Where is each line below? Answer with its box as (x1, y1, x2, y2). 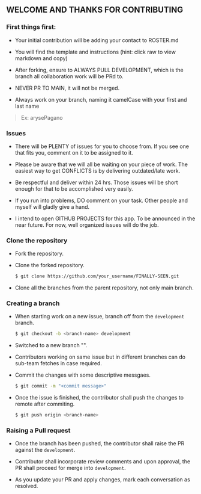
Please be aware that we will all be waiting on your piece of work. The (14, 161, 188, 168)
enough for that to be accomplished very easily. (14, 185, 133, 192)
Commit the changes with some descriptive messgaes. (14, 371, 151, 378)
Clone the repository (6, 236, 68, 244)
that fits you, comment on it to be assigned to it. (14, 149, 133, 156)
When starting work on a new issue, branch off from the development (14, 313, 185, 320)
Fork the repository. (14, 250, 64, 258)
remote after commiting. (14, 400, 75, 408)
